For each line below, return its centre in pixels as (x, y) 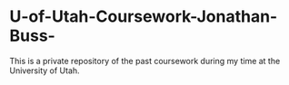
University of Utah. (45, 71)
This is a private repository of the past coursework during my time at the (145, 61)
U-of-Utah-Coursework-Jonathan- (144, 17)
